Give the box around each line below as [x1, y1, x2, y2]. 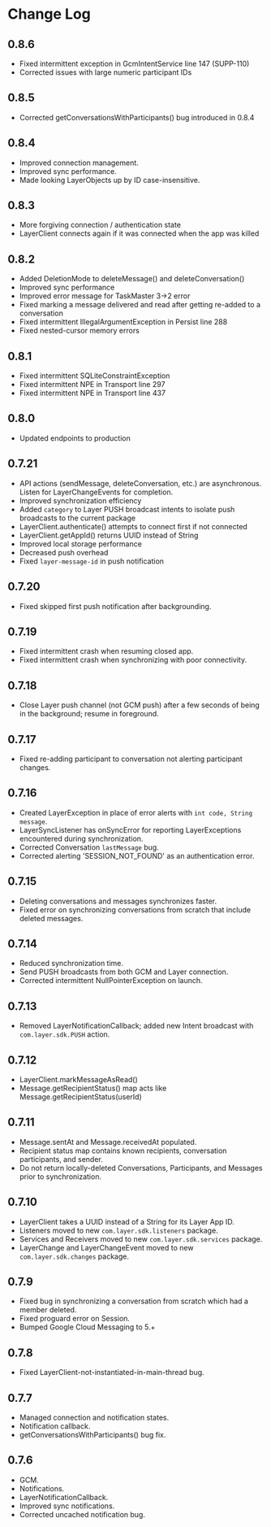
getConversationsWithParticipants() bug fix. [19, 1430, 166, 1440]
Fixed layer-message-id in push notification [19, 556, 164, 566]
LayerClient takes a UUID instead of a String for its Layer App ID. [19, 1216, 234, 1226]
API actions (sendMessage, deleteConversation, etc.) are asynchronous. [19, 478, 262, 488]
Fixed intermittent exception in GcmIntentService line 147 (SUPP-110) [19, 59, 250, 68]
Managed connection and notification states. [19, 1412, 170, 1423]
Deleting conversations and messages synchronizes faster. [19, 896, 217, 906]
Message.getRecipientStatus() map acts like [19, 1083, 167, 1093]
